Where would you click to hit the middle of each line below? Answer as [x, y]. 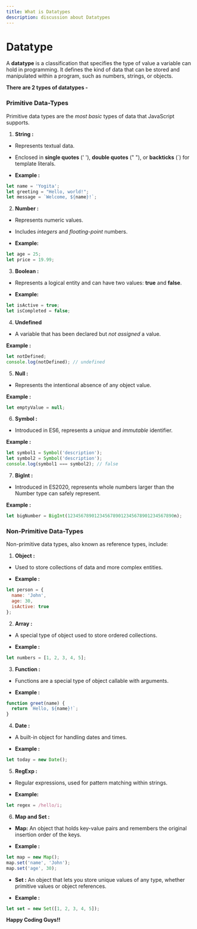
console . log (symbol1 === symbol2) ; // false [62, 464]
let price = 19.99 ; [30, 260]
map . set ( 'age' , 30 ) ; [32, 868]
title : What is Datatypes [38, 12]
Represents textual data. [45, 145]
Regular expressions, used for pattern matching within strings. [91, 783]
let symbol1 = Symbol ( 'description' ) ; [54, 453]
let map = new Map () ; [33, 857]
